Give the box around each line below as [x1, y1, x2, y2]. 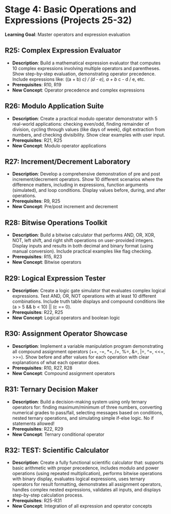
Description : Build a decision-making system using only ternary [12, 398, 147, 405]
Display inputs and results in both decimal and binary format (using [12, 243, 154, 249]
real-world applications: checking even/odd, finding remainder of [12, 121, 150, 127]
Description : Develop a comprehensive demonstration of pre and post [12, 171, 160, 177]
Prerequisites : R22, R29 [12, 426, 63, 432]
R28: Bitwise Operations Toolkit [5, 218, 108, 227]
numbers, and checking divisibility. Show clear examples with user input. [12, 131, 165, 138]
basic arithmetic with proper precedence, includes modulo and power [12, 465, 159, 471]
